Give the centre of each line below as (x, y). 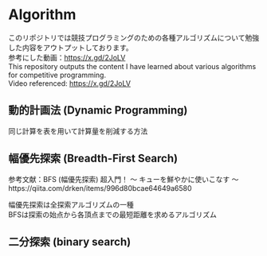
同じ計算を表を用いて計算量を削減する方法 (78, 131)
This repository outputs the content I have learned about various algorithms (132, 66)
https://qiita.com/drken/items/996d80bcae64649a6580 (100, 188)
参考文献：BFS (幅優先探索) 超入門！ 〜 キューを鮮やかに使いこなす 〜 (124, 179)
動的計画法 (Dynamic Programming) (98, 110)
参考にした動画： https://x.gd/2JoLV (67, 57)
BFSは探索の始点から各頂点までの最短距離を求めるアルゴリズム (112, 214)
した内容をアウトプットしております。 (71, 47)
